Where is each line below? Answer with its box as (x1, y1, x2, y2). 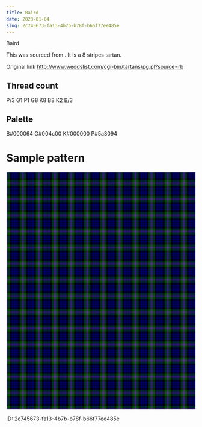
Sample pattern (6, 151, 85, 165)
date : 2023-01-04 (6, 16, 50, 22)
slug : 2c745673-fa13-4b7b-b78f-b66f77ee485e (6, 22, 120, 28)
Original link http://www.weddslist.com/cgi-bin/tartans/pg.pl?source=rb (6, 63, 184, 71)
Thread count (6, 80, 58, 90)
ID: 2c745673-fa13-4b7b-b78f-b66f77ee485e (6, 415, 120, 422)
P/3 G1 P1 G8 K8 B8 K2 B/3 (6, 96, 73, 104)
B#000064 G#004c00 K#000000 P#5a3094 (6, 130, 118, 137)
